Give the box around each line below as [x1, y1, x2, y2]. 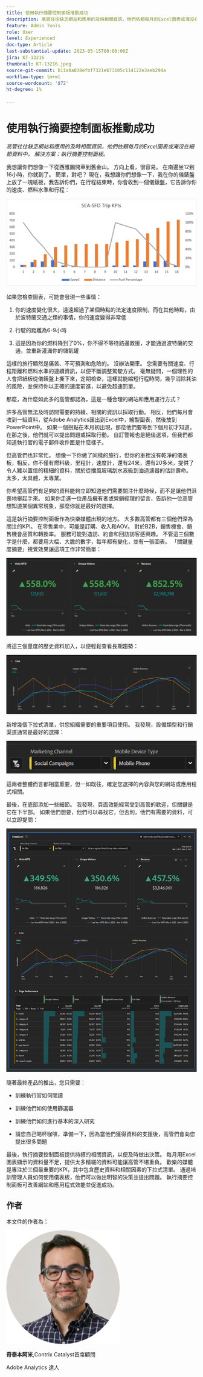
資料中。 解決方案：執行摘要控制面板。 [11, 150, 109, 158]
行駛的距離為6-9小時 [14, 327, 67, 334]
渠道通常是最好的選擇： [6, 728, 65, 736]
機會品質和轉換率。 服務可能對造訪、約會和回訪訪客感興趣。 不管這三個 [11, 530, 189, 538]
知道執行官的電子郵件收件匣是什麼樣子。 [6, 439, 107, 446]
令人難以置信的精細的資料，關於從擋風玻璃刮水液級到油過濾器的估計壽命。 [6, 467, 192, 474]
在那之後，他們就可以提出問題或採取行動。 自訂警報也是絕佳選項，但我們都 [6, 431, 193, 439]
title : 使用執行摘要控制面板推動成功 [6, 10, 89, 16]
